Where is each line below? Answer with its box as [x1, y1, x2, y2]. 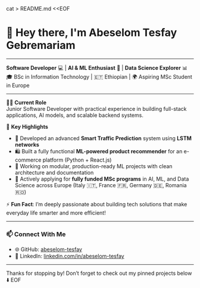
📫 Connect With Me [6, 230, 66, 238]
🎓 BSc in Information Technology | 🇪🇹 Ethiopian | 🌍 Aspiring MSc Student [6, 73, 192, 80]
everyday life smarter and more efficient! [6, 209, 106, 216]
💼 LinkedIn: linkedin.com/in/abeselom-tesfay [14, 253, 124, 260]
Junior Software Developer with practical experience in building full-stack [6, 105, 187, 112]
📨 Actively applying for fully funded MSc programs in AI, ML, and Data [14, 175, 189, 182]
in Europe [6, 82, 30, 89]
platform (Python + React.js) [42, 156, 112, 163]
